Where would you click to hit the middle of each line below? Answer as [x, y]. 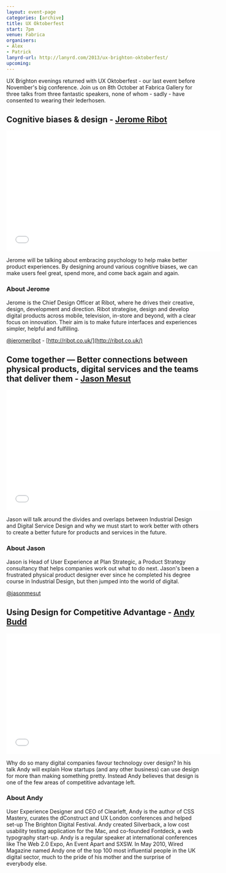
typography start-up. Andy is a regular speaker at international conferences [102, 837]
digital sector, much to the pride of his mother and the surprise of [89, 857]
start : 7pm [20, 29]
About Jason [26, 548]
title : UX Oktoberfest [35, 23]
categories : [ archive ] [35, 18]
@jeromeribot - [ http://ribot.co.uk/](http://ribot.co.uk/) [74, 340]
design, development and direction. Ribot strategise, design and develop [98, 309]
